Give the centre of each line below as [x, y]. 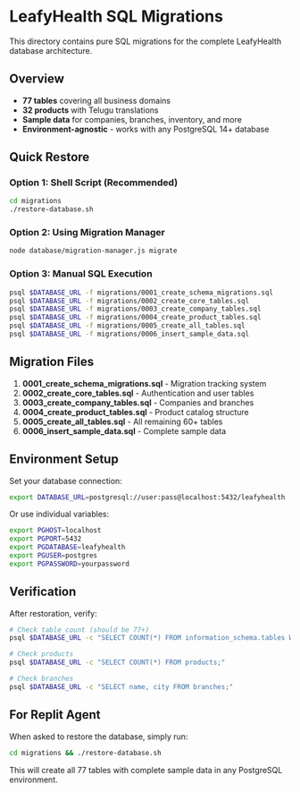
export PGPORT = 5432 [46, 539]
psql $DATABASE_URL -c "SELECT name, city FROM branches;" [121, 686]
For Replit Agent [55, 715]
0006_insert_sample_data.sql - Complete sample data [124, 430]
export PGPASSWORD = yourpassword [69, 564]
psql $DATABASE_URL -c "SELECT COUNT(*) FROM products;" [117, 663]
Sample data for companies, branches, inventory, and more [132, 119]
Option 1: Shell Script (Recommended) [94, 183]
